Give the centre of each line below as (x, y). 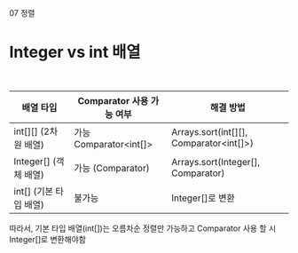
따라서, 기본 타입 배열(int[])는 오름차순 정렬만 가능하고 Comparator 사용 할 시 (143, 228)
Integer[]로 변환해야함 (48, 239)
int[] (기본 (34, 191)
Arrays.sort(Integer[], (216, 162)
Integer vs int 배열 (75, 52)
